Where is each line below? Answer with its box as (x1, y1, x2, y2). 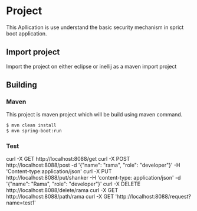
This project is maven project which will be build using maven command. (6, 111, 183, 118)
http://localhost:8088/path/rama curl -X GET (6, 193, 114, 200)
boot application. (6, 30, 47, 37)
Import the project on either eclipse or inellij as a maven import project (6, 63, 177, 70)
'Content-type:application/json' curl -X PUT (6, 168, 112, 175)
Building (6, 80, 37, 90)
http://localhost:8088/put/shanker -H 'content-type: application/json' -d (6, 174, 181, 181)
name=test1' (6, 199, 37, 206)
